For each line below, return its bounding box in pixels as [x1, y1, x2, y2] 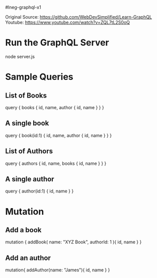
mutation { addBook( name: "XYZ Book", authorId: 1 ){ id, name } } [5, 239, 142, 245]
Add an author [5, 253, 51, 262]
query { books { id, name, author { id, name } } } [5, 104, 104, 110]
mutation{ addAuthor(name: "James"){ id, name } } [5, 267, 110, 273]
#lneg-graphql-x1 [5, 5, 41, 10]
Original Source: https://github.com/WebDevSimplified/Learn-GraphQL [5, 14, 152, 20]
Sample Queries [5, 71, 74, 82]
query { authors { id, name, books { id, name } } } [5, 160, 107, 166]
